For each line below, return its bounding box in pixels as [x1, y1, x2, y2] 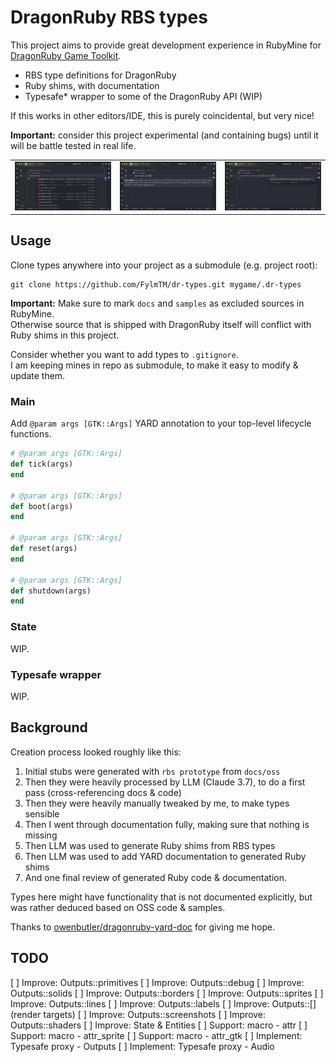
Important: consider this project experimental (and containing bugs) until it [10, 129, 319, 141]
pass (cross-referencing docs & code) [24, 786, 182, 798]
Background [10, 719, 88, 736]
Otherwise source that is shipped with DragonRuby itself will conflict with [10, 318, 312, 330]
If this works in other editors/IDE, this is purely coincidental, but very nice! [10, 109, 315, 121]
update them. [10, 369, 66, 381]
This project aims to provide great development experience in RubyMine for [10, 39, 322, 51]
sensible [24, 807, 60, 820]
